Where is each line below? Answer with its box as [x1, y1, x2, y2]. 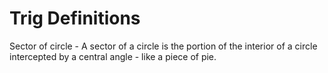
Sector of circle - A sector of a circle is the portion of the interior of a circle [9, 40, 318, 52]
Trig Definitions [9, 7, 141, 30]
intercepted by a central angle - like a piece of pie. [9, 50, 217, 62]
